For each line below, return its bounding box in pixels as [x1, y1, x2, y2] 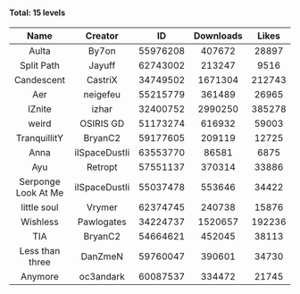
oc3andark [79, 271, 125, 283]
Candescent [13, 74, 65, 87]
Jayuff [88, 59, 116, 71]
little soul [21, 201, 59, 214]
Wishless [21, 215, 60, 228]
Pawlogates [77, 215, 127, 228]
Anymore [21, 271, 60, 283]
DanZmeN [80, 250, 123, 263]
